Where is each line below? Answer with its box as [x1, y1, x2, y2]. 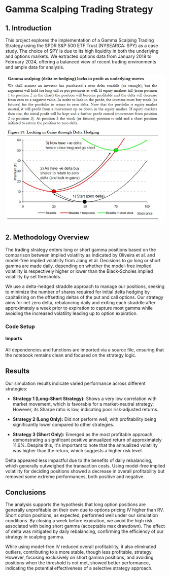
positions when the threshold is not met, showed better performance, [5, 560, 150, 566]
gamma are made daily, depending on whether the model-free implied [5, 263, 152, 269]
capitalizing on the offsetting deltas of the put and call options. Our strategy [5, 294, 164, 300]
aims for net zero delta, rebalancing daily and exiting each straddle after [5, 299, 156, 305]
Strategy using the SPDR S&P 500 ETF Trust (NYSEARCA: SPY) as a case [5, 43, 158, 49]
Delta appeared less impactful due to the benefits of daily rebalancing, [5, 457, 153, 463]
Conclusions [5, 488, 46, 496]
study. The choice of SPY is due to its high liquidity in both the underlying [5, 48, 159, 54]
